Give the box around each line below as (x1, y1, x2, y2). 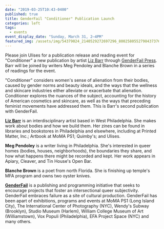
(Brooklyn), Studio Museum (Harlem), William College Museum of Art (5, 208, 144, 214)
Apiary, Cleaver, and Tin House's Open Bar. (5, 158, 92, 164)
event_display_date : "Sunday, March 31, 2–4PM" (5, 35, 104, 39)
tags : (5, 25, 16, 30)
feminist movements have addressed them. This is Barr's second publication (5, 103, 159, 109)
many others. (5, 218, 32, 224)
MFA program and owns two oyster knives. (5, 172, 91, 178)
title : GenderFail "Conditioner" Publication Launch (5, 16, 115, 21)
